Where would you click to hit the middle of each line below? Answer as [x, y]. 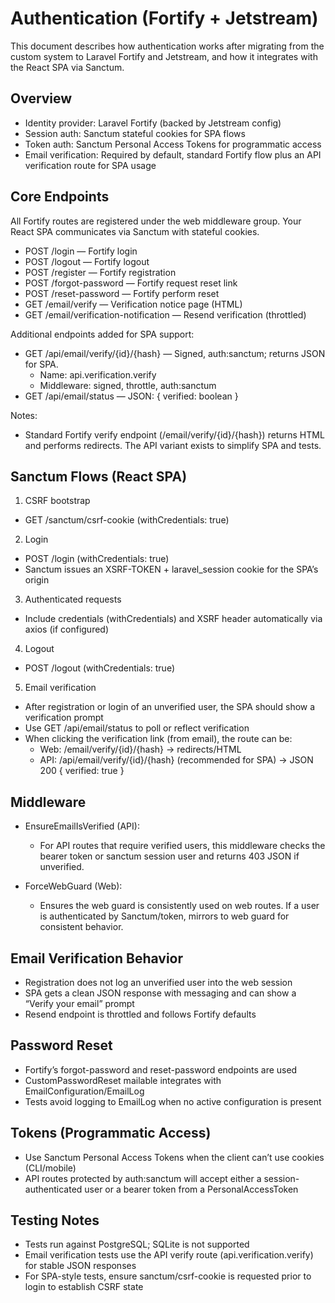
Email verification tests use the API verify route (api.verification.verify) [169, 1255]
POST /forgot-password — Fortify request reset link [131, 283]
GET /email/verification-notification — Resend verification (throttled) [165, 314]
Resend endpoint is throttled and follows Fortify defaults [140, 1014]
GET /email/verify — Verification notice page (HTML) [133, 304]
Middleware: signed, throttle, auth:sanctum [128, 385]
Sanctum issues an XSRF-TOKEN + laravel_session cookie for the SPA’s [171, 569]
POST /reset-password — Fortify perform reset [122, 293]
